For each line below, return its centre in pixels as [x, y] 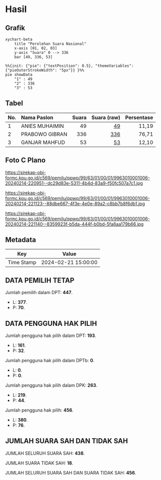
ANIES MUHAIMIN [43, 126]
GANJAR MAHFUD [43, 142]
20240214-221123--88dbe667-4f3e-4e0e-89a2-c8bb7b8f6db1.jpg [75, 203]
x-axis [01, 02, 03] [36, 48]
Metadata [21, 240]
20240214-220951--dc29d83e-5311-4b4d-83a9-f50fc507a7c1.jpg [74, 183]
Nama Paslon [37, 117]
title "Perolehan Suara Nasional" [50, 44]
